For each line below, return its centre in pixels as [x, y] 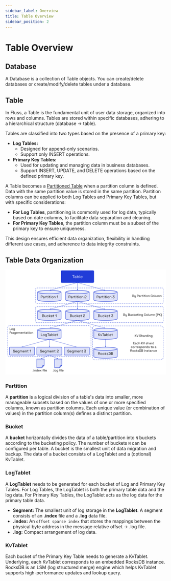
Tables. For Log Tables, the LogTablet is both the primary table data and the [85, 489]
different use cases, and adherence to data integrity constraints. [73, 244]
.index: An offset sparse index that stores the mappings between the [87, 521]
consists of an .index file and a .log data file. [60, 515]
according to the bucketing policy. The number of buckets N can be [76, 443]
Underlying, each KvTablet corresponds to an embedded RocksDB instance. [85, 562]
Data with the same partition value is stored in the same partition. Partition [83, 192]
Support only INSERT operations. [55, 154]
